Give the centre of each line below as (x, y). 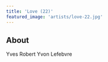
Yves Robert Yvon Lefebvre (39, 54)
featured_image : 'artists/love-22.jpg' (55, 17)
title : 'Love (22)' (30, 11)
